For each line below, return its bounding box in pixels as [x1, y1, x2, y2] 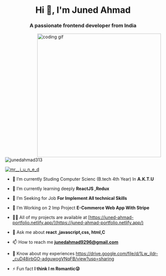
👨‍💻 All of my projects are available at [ [12, 215, 90, 221]
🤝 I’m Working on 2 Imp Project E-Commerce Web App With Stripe [12, 205, 150, 211]
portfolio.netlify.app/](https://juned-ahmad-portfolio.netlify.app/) [12, 220, 144, 226]
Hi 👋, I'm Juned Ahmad [35, 4, 131, 16]
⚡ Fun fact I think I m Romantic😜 [12, 266, 80, 272]
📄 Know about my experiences [12, 251, 75, 257]
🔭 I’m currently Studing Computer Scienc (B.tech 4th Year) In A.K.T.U [12, 176, 154, 182]
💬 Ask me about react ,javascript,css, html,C [12, 230, 105, 235]
